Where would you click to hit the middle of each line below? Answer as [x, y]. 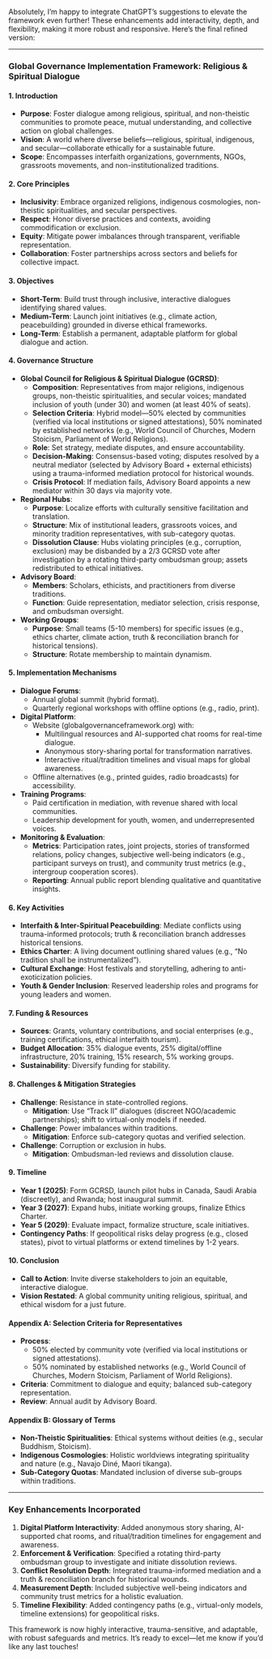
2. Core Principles [39, 184]
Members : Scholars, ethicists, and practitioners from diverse [134, 585]
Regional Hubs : [46, 499]
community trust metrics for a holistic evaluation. [102, 1596]
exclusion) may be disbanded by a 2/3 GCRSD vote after [126, 551]
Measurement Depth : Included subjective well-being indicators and [133, 1588]
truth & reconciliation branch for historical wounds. [104, 1579]
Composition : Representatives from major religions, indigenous [138, 387]
